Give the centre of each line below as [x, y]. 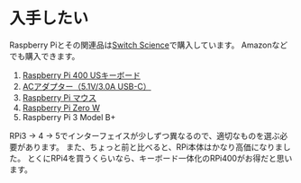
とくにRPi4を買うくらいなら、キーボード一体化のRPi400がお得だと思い [160, 158]
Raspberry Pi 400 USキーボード [82, 75]
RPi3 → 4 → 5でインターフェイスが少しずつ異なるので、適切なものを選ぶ [145, 135]
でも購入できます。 [45, 56]
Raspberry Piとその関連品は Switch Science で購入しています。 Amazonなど [149, 45]
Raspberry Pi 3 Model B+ [69, 117]
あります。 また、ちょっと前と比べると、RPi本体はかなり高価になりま [154, 147]
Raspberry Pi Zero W [61, 108]
